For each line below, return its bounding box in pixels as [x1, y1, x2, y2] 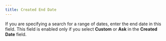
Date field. [5, 31, 27, 37]
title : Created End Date [5, 7, 57, 12]
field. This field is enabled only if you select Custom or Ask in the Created [5, 26, 158, 32]
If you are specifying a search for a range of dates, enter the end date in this [5, 21, 162, 27]
